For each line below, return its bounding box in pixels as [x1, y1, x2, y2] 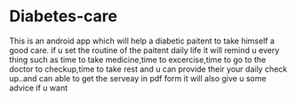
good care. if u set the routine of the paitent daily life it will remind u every [9, 44, 280, 55]
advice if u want [9, 82, 68, 93]
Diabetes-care [9, 6, 118, 27]
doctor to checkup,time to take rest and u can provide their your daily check [9, 64, 288, 74]
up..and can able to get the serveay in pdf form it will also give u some [9, 73, 267, 83]
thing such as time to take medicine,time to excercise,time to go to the [9, 54, 267, 65]
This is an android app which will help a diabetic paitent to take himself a [9, 35, 276, 46]
